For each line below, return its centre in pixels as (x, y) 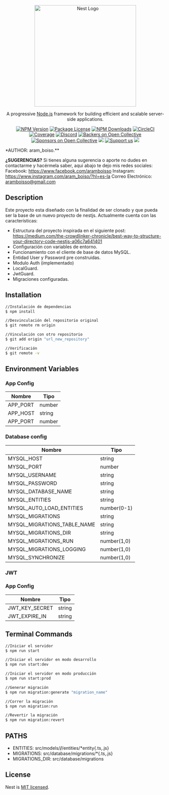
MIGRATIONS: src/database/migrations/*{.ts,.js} (63, 753)
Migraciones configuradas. (41, 279)
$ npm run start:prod (28, 678)
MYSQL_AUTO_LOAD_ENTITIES (45, 508)
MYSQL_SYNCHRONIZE (36, 557)
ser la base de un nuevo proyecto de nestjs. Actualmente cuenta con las (81, 215)
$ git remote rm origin (30, 325)
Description (24, 198)
